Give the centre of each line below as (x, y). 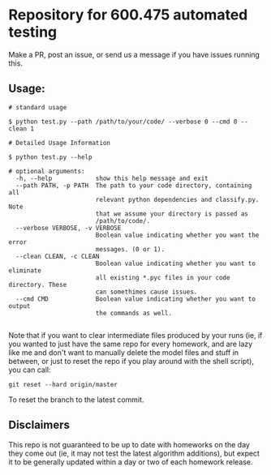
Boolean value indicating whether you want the (177, 235)
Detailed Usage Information (63, 143)
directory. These (38, 285)
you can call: (30, 370)
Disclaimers (39, 425)
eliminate (25, 270)
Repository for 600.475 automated (128, 15)
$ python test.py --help (50, 157)
